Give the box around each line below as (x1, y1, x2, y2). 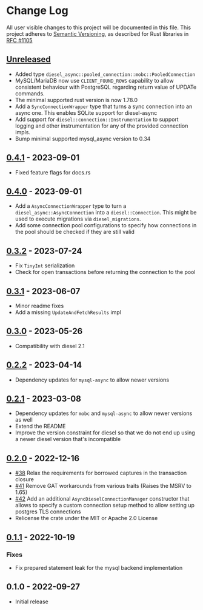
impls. (15, 128, 30, 135)
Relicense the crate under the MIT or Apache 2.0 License (15, 515, 158, 522)
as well (15, 416, 33, 423)
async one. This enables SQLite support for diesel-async (15, 109, 158, 116)
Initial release (15, 598, 48, 605)
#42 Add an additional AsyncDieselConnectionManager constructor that (15, 495, 190, 502)
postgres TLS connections (15, 508, 81, 515)
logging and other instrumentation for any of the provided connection (15, 122, 188, 129)
